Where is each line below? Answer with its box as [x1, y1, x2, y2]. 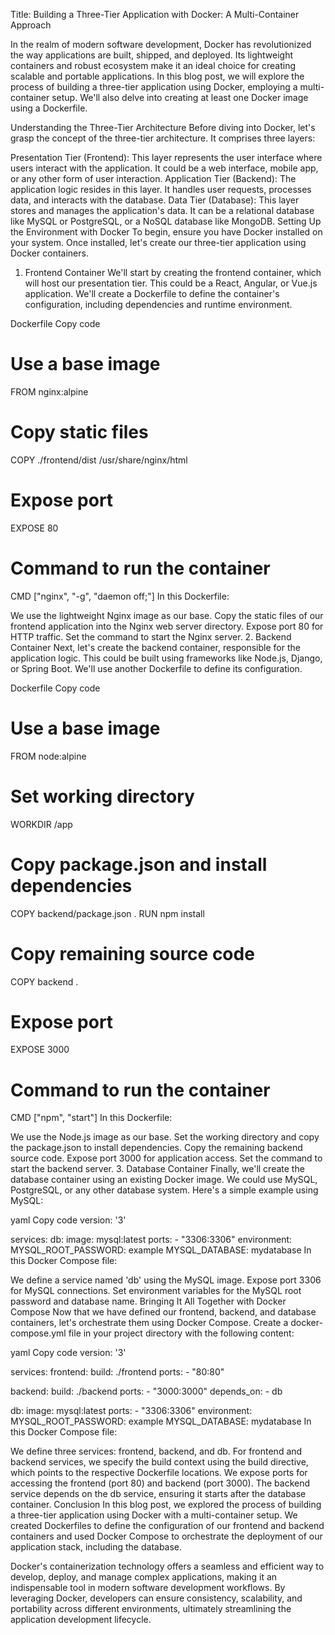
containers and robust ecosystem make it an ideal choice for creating [10, 60, 297, 71]
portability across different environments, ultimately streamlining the [10, 1603, 292, 1615]
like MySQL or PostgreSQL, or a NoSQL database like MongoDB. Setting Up [10, 215, 322, 227]
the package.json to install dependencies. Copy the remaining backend [10, 1142, 303, 1154]
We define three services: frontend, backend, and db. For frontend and [10, 1445, 303, 1458]
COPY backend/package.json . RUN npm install [10, 907, 205, 919]
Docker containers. [10, 247, 89, 259]
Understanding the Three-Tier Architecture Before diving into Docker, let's [10, 122, 316, 133]
